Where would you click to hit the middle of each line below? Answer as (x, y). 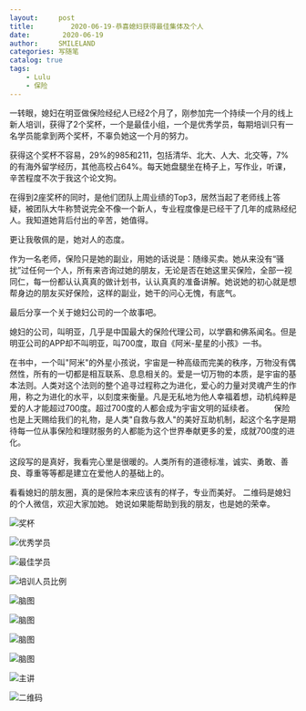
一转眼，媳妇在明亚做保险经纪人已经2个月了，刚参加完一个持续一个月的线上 (152, 113)
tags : (20, 69)
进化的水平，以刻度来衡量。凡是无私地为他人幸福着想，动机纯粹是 (173, 397)
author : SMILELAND (52, 43)
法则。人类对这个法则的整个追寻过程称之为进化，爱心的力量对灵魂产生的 (153, 385)
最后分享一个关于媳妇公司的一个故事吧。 (85, 312)
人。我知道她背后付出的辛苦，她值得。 (81, 220)
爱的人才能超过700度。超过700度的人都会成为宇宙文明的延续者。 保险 (150, 407)
